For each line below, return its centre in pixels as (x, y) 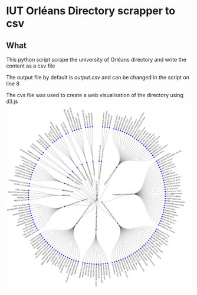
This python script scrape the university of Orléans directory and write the (96, 60)
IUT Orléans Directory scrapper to (91, 11)
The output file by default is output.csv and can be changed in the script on (98, 77)
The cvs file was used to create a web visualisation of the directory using (95, 95)
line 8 (13, 84)
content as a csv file (31, 66)
